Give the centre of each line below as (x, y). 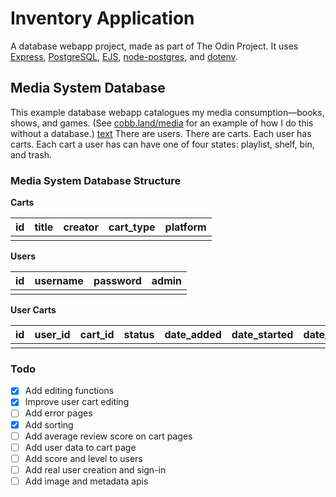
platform (185, 227)
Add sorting (49, 424)
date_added (193, 335)
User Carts (33, 310)
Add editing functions (69, 391)
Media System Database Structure (96, 180)
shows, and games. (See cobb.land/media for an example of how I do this (162, 123)
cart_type (132, 227)
